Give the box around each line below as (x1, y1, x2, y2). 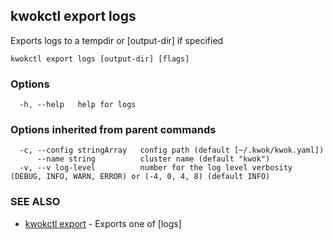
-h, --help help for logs (19, 100, 137, 110)
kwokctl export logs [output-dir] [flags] (10, 54, 190, 64)
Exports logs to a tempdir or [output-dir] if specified (10, 34, 224, 46)
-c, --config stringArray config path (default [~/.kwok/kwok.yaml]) (19, 145, 325, 156)
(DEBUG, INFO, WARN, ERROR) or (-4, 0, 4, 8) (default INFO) (10, 172, 271, 182)
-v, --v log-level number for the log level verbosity (19, 163, 293, 173)
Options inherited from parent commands (10, 123, 217, 137)
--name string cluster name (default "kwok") (36, 154, 271, 164)
